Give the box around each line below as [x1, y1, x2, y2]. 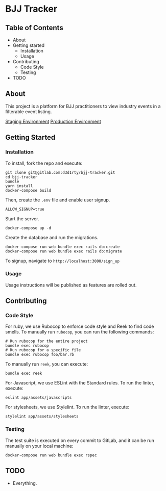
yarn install [5, 183, 33, 189]
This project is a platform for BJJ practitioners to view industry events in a [5, 103, 161, 109]
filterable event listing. [5, 108, 52, 115]
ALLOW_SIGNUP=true [5, 206, 44, 212]
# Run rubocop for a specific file [5, 348, 81, 353]
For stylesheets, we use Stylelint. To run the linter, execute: [5, 404, 130, 410]
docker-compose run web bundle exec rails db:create [5, 244, 120, 249]
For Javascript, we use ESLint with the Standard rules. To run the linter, [5, 380, 155, 386]
